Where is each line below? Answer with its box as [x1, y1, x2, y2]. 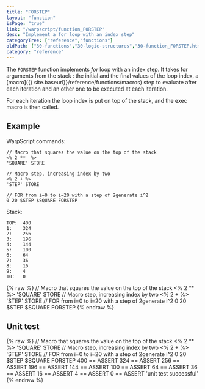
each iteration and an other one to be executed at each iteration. [6, 85, 168, 92]
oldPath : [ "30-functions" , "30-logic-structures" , [6, 43, 135, 50]
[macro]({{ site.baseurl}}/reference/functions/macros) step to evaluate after [6, 78, 197, 86]
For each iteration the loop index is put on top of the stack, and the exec [6, 97, 187, 104]
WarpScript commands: [6, 137, 66, 144]
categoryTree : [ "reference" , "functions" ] [6, 37, 113, 43]
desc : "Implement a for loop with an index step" [6, 32, 135, 38]
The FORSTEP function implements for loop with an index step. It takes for [6, 65, 188, 73]
